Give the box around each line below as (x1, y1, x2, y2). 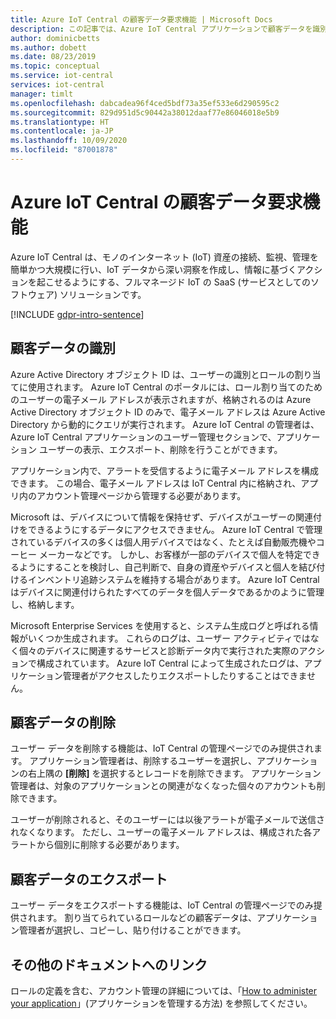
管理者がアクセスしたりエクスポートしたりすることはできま (62, 669, 308, 681)
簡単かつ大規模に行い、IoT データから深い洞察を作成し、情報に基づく (10, 263, 298, 275)
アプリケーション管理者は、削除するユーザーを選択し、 (29, 755, 257, 767)
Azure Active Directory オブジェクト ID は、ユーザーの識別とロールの (10, 368, 295, 380)
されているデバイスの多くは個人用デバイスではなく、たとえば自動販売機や (10, 536, 317, 548)
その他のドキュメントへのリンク (10, 956, 208, 973)
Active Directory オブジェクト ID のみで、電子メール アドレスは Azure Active (10, 406, 326, 418)
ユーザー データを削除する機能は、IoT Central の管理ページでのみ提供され (10, 742, 315, 755)
